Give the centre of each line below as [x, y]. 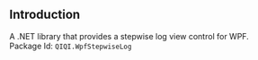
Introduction [45, 15]
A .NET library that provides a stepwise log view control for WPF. [129, 36]
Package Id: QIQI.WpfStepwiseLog [71, 46]
